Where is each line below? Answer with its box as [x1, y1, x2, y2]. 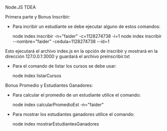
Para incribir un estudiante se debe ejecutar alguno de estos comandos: [12, 23, 161, 29]
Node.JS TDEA [5, 4, 36, 10]
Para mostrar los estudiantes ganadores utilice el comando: [12, 112, 135, 117]
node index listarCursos [12, 73, 61, 79]
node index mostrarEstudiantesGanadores [12, 121, 99, 127]
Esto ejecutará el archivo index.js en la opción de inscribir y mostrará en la [5, 48, 158, 54]
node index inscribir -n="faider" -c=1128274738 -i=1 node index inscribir [12, 33, 162, 39]
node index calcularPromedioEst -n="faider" [12, 102, 104, 108]
